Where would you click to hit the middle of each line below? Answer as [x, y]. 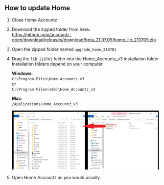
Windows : [22, 73]
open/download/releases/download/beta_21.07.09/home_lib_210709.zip [84, 40]
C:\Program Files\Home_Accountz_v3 [48, 79]
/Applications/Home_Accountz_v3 [45, 104]
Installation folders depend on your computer [57, 64]
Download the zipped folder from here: [51, 29]
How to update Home [37, 8]
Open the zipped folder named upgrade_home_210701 [64, 49]
